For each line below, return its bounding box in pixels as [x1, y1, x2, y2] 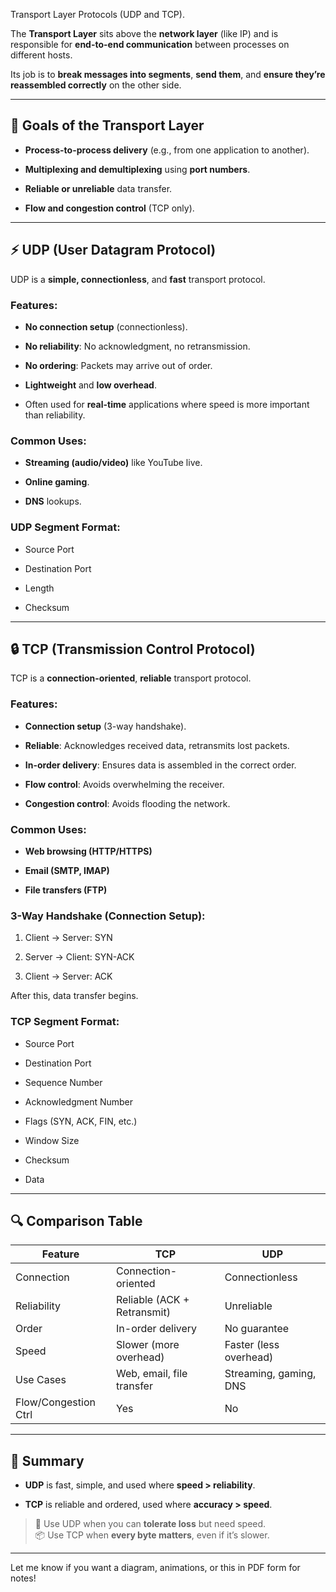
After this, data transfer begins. [10, 990, 139, 1002]
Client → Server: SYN [24, 932, 113, 944]
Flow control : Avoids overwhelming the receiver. [24, 778, 225, 790]
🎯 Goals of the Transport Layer [10, 117, 205, 134]
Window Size [24, 1134, 80, 1146]
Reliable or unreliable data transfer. [24, 182, 173, 194]
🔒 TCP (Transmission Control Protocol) [10, 640, 256, 658]
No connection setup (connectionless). [24, 320, 188, 333]
